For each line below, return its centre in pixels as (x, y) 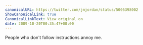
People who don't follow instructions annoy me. (54, 38)
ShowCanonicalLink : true (31, 14)
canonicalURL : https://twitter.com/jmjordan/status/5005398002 (72, 10)
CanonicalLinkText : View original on (44, 19)
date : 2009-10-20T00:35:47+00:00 (40, 23)
